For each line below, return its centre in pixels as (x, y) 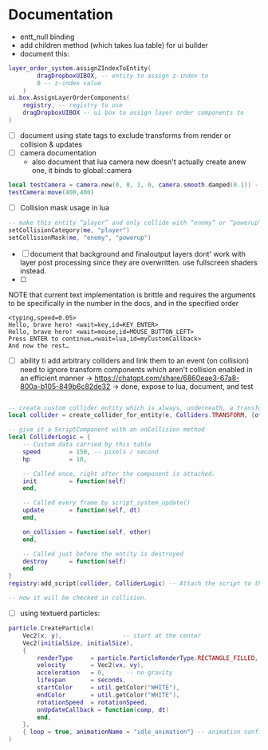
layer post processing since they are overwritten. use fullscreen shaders (138, 262)
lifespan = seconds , (82, 680)
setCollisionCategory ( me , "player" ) (69, 230)
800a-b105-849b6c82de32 (65, 386)
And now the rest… (39, 346)
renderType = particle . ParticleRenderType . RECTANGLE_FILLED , (148, 658)
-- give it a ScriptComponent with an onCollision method (106, 430)
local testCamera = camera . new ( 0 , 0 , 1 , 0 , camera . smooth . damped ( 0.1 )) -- (135, 185)
